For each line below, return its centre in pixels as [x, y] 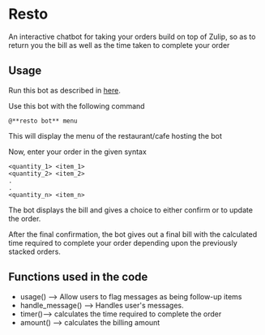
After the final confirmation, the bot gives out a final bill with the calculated [133, 234]
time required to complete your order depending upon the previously [123, 243]
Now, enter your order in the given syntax [78, 152]
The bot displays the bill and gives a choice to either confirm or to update [131, 210]
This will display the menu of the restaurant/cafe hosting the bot [115, 135]
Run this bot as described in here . [65, 90]
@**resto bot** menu [43, 121]
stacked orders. [34, 251]
